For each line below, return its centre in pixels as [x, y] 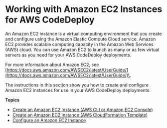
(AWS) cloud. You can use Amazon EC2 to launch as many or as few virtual [82, 49]
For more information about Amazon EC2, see [52, 64]
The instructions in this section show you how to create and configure [77, 85]
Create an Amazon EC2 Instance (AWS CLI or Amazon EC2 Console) [83, 109]
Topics [12, 100]
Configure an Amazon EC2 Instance [49, 120]
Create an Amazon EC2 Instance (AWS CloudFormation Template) [80, 115]
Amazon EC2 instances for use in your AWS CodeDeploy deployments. [78, 90]
